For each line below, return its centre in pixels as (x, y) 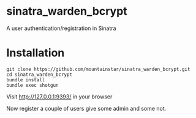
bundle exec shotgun (33, 85)
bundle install (26, 80)
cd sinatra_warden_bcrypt (39, 75)
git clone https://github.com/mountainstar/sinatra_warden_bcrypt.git (98, 69)
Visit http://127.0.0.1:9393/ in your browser (59, 97)
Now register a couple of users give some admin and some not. (86, 108)
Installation (36, 53)
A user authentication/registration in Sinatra (61, 28)
